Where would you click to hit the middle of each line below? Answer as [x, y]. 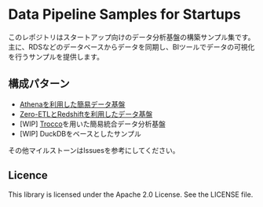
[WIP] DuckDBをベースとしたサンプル [80, 133]
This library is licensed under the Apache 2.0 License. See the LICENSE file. [131, 194]
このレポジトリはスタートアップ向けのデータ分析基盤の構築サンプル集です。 [131, 37]
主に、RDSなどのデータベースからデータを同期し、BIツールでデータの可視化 [131, 47]
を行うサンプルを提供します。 [56, 56]
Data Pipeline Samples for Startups [124, 15]
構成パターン [39, 84]
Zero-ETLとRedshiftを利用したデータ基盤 [86, 114]
